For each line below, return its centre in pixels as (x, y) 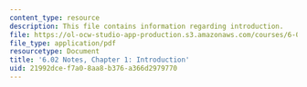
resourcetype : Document (55, 52)
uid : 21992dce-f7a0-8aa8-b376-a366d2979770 (94, 69)
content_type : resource (55, 18)
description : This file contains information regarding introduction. (147, 26)
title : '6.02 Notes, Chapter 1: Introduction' (100, 60)
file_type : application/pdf (63, 43)
